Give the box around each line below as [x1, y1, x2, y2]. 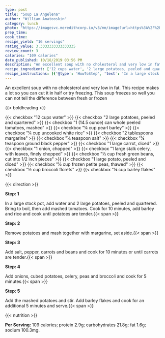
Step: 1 [5, 190, 20, 197]
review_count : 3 [5, 48, 38, 53]
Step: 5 [5, 288, 21, 294]
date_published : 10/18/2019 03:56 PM [5, 58, 82, 62]
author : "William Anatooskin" [5, 16, 67, 21]
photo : [5, 26, 19, 31]
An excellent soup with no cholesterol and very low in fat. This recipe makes [5, 85, 159, 91]
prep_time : [5, 30, 27, 35]
